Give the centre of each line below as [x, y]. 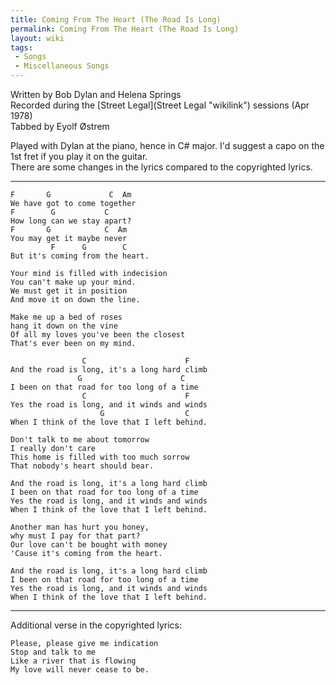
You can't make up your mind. [73, 282]
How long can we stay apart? [71, 221]
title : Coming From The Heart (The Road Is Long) [116, 19]
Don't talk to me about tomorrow [80, 440]
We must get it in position [69, 291]
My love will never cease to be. [80, 670]
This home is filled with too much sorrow [100, 457]
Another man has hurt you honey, [80, 527]
